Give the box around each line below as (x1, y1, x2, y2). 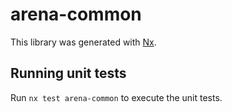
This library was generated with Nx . (10, 36, 157, 48)
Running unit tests (10, 65, 127, 82)
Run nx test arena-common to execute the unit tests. (10, 91, 223, 103)
